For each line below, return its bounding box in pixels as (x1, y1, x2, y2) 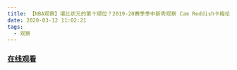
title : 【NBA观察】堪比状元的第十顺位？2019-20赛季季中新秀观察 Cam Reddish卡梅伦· (7, 10, 234, 17)
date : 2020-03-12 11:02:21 (7, 17, 87, 24)
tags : (7, 23, 23, 30)
